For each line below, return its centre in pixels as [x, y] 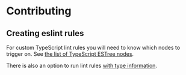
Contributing [39, 11]
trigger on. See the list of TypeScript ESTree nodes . [70, 54]
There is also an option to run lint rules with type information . [82, 65]
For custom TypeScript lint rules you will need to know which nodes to [93, 47]
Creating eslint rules [45, 33]
